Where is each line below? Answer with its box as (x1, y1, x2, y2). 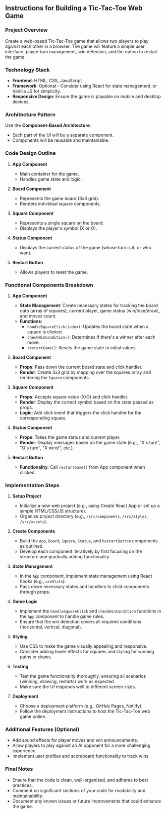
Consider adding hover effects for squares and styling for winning (19, 649, 155, 655)
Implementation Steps (5, 482, 59, 489)
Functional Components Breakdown (5, 281, 93, 288)
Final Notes (5, 766, 33, 773)
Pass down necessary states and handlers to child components (19, 584, 150, 590)
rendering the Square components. (19, 374, 90, 380)
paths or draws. (19, 654, 52, 660)
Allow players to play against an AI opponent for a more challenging (12, 742, 151, 748)
